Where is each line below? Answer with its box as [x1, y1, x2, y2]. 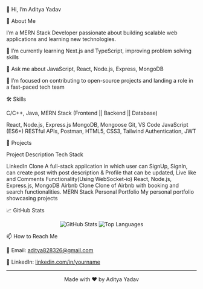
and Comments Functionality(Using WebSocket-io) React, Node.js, [6, 176, 172, 182]
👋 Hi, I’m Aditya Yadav [6, 6, 62, 13]
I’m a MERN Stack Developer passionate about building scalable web [6, 29, 178, 36]
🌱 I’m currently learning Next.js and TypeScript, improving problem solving [6, 47, 192, 54]
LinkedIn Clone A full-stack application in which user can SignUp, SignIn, [6, 163, 188, 170]
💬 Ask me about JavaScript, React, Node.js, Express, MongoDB [6, 65, 164, 72]
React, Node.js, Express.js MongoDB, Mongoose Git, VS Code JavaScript [6, 121, 188, 128]
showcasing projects [6, 195, 58, 202]
